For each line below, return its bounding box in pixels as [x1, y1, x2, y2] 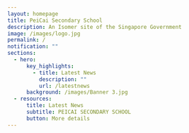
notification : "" [7, 43, 59, 50]
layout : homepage [7, 10, 59, 18]
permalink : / [7, 37, 46, 44]
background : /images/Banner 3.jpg [25, 89, 129, 96]
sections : [7, 50, 37, 57]
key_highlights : [25, 63, 74, 70]
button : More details [25, 115, 91, 122]
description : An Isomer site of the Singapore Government [7, 23, 182, 30]
